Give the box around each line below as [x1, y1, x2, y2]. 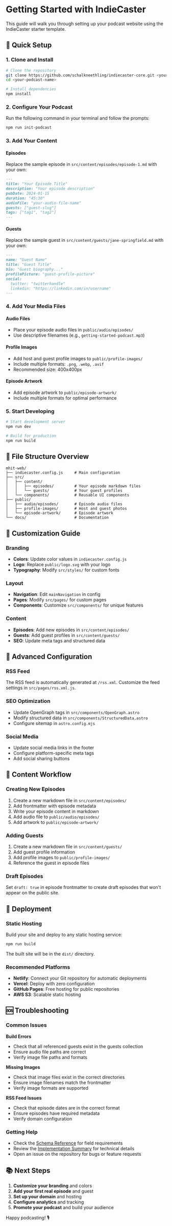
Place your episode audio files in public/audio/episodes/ [13, 327, 134, 333]
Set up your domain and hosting [13, 1193, 82, 1199]
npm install [6, 91, 31, 97]
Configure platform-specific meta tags [13, 750, 94, 756]
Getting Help [6, 1128, 38, 1135]
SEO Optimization [6, 698, 51, 705]
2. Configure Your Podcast [6, 103, 73, 111]
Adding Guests [6, 832, 44, 839]
